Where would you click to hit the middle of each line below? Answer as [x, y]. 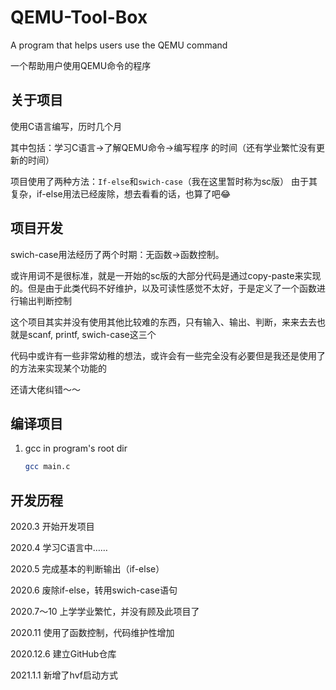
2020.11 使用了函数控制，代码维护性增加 [92, 633]
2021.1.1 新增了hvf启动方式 [64, 675]
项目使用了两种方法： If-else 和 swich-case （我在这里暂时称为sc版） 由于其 [164, 181]
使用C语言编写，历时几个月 [66, 126]
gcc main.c [47, 467]
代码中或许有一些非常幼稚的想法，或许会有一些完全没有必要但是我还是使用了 [168, 355]
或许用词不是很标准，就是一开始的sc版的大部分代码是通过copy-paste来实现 [166, 275]
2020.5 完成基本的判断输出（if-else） [87, 569]
